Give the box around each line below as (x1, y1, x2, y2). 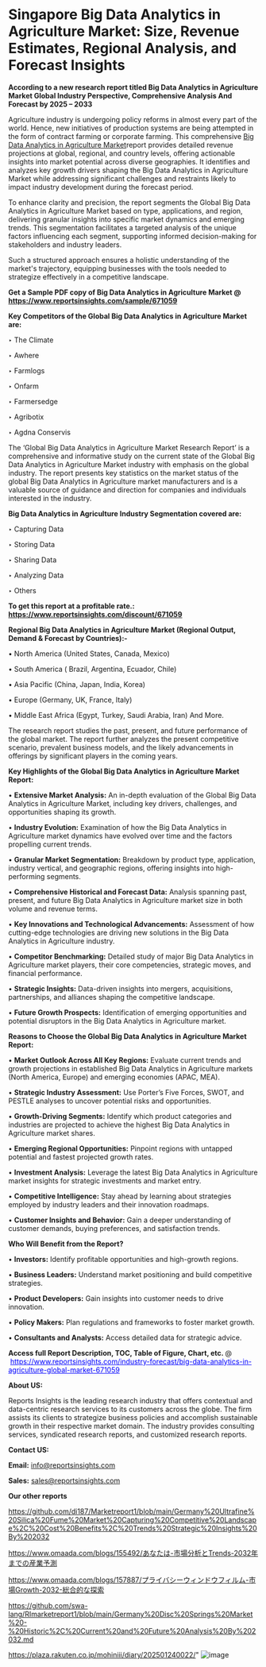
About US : (8, 1380, 44, 1390)
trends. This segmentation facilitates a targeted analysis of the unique (8, 222, 237, 232)
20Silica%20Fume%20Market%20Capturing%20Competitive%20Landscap (8, 1515, 256, 1524)
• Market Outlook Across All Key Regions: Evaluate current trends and (8, 1055, 241, 1065)
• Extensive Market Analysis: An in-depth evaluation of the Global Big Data (8, 790, 256, 800)
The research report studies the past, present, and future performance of (8, 725, 248, 735)
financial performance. (8, 968, 83, 978)
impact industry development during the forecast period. (8, 182, 194, 191)
